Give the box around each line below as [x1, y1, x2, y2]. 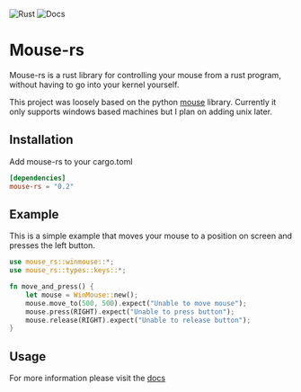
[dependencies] [9, 174, 66, 183]
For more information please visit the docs [9, 373, 166, 384]
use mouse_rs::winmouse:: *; [9, 257, 115, 267]
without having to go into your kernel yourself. [9, 79, 180, 90]
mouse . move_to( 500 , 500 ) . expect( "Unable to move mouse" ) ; [25, 298, 247, 307]
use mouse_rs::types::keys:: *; [9, 266, 127, 275]
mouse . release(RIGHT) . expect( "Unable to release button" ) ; [25, 316, 252, 325]
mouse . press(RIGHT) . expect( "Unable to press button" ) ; [25, 307, 235, 316]
